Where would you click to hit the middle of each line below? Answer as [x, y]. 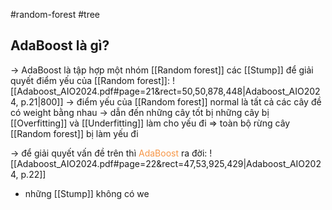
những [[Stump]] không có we [87, 193]
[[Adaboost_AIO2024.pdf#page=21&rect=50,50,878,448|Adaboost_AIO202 [165, 91]
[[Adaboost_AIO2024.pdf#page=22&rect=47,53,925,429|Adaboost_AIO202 [166, 163]
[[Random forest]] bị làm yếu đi [74, 133]
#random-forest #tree [55, 14]
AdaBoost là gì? [60, 45]
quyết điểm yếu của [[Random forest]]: [90, 80]
